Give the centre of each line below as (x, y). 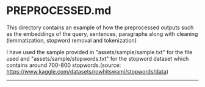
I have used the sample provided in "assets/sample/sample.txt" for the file (99, 52)
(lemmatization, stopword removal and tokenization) (72, 40)
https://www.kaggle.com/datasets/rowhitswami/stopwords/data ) (88, 71)
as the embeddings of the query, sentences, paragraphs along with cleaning (102, 33)
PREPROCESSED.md (59, 11)
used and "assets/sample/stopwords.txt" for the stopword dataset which (98, 58)
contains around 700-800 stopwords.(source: (64, 65)
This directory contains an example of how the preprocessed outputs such (100, 27)
